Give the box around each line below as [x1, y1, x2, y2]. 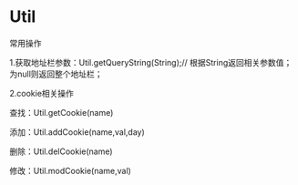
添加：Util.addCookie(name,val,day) [9, 126, 146, 138]
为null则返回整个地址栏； [9, 68, 103, 79]
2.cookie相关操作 [9, 87, 75, 98]
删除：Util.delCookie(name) [9, 146, 113, 157]
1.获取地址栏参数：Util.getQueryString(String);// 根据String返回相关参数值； [9, 57, 293, 67]
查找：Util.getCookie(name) [9, 107, 114, 118]
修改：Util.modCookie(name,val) [9, 165, 132, 176]
